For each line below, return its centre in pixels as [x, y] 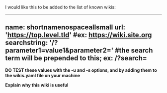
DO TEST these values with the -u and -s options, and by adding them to [81, 70]
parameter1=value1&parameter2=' [59, 51]
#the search [134, 51]
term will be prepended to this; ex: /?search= [76, 58]
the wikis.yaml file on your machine [43, 75]
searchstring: [27, 43]
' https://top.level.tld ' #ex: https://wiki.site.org [79, 35]
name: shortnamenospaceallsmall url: [65, 27]
